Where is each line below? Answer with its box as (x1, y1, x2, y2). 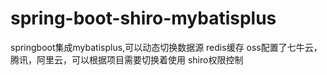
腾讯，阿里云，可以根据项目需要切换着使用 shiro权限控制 (10, 53, 244, 66)
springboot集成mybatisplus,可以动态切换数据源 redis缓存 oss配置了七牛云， (10, 41, 323, 53)
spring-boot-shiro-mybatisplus (10, 7, 277, 30)
